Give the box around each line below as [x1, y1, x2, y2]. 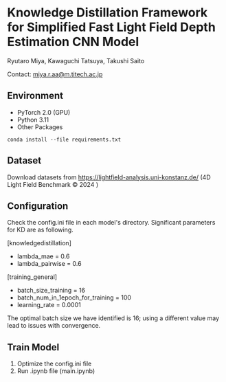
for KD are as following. [7, 225, 74, 234]
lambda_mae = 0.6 [16, 252, 70, 260]
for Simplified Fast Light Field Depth [7, 19, 216, 35]
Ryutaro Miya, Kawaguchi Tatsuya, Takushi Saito [7, 56, 145, 65]
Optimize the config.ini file [16, 359, 92, 368]
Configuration [7, 200, 69, 212]
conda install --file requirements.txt [7, 136, 122, 143]
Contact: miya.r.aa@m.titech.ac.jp [7, 70, 103, 78]
